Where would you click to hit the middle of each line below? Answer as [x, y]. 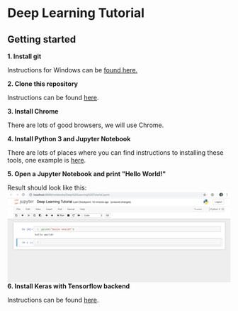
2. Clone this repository [42, 84]
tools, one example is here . [47, 160]
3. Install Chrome [33, 111]
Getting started [42, 39]
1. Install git [24, 56]
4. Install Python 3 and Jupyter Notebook [69, 139]
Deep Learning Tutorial [76, 13]
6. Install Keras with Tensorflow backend [69, 286]
